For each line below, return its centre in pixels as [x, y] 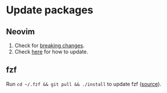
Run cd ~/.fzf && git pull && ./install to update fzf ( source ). [84, 84]
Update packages [50, 10]
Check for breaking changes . [49, 45]
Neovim [20, 32]
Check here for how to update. [51, 52]
